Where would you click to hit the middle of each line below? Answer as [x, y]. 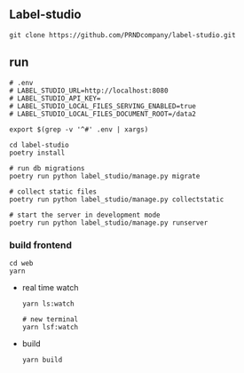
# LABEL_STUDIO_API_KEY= [55, 98]
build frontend [41, 245]
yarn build [42, 360]
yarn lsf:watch [50, 327]
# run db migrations [47, 168]
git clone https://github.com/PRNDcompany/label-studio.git [123, 35]
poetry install [37, 153]
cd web [21, 263]
